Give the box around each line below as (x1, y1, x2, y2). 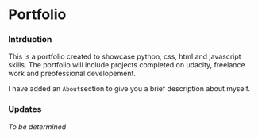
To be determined (8, 121, 67, 132)
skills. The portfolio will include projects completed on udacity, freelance (8, 60, 245, 70)
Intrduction (8, 34, 52, 45)
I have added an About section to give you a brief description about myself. (8, 84, 251, 94)
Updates (8, 104, 42, 115)
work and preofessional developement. (8, 69, 137, 79)
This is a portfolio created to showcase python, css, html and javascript (8, 52, 241, 61)
